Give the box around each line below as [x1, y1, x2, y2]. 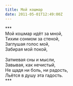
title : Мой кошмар [5, 7, 43, 12]
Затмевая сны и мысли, [5, 57, 55, 62]
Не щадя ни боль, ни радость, [5, 67, 68, 73]
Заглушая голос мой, [5, 41, 50, 47]
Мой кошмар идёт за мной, [5, 30, 63, 36]
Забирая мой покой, [5, 46, 48, 52]
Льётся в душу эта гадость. [5, 72, 63, 78]
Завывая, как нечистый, [5, 62, 56, 68]
